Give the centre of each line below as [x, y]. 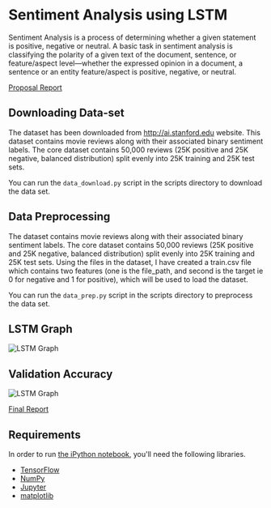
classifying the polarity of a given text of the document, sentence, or [123, 54]
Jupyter [33, 487]
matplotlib [37, 495]
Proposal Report [35, 88]
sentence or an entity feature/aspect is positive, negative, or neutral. [123, 71]
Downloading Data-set [67, 113]
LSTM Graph [40, 329]
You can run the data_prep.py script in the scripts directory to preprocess [131, 295]
